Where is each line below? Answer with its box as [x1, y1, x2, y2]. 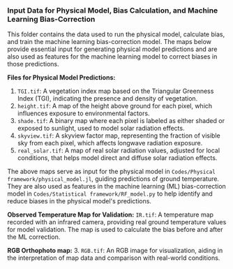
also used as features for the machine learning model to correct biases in [7, 52, 218, 61]
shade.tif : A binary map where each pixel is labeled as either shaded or [17, 117, 225, 125]
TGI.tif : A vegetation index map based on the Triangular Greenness [17, 87, 214, 96]
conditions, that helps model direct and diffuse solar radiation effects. [17, 154, 218, 162]
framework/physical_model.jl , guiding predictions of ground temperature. [7, 175, 220, 183]
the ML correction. [7, 233, 61, 241]
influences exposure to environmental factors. [17, 109, 150, 117]
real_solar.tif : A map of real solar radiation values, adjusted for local [17, 146, 220, 155]
